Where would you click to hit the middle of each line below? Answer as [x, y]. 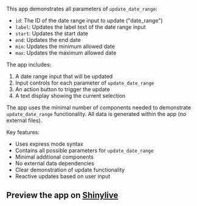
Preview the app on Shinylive [62, 195]
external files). [24, 120]
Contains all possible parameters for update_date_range [84, 150]
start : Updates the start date [51, 33]
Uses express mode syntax [49, 144]
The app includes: [29, 64]
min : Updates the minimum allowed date [65, 46]
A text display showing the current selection [70, 96]
